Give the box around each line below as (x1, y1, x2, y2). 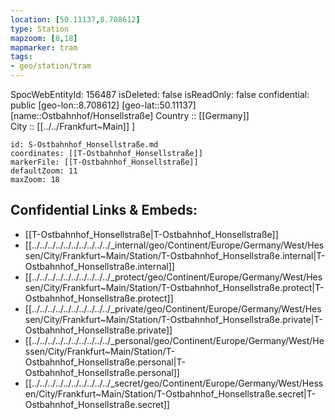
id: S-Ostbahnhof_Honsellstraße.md (10, 140, 159, 150)
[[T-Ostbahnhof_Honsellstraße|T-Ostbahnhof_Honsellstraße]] (24, 228, 279, 240)
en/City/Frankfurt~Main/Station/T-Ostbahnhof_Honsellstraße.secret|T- (24, 387, 317, 400)
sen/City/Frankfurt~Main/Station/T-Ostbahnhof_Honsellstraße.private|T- (24, 313, 323, 325)
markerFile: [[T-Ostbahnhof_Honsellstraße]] (10, 157, 199, 167)
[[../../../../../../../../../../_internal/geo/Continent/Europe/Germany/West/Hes (24, 239, 325, 251)
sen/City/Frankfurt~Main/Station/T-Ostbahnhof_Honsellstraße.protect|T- (24, 281, 325, 293)
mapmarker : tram (10, 42, 78, 53)
